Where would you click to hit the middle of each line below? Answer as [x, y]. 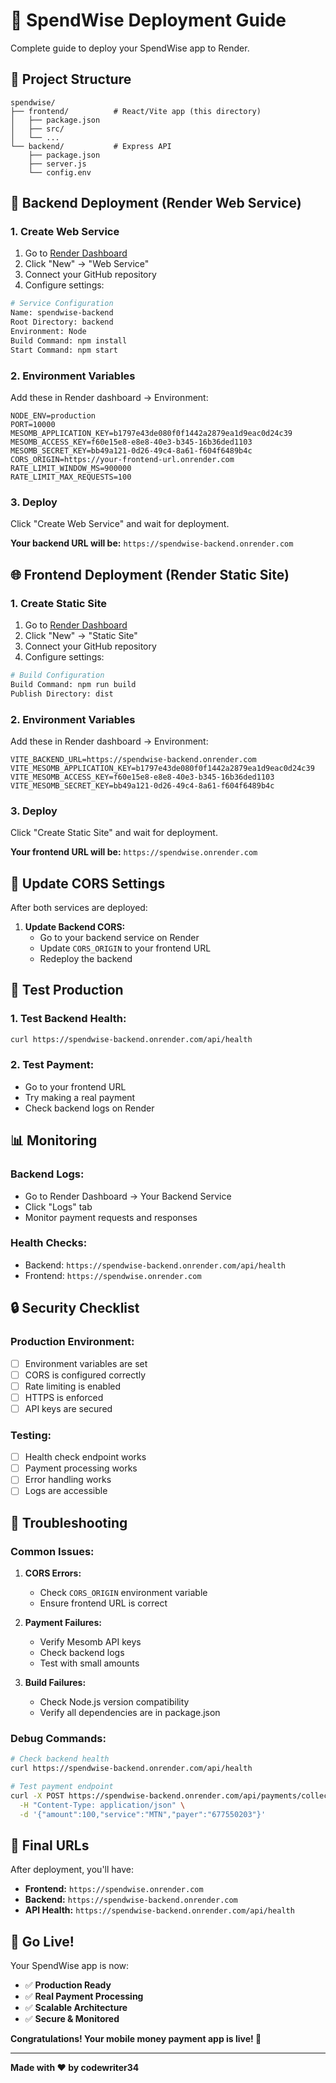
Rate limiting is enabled [73, 1386]
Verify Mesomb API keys [90, 1642]
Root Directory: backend [62, 322]
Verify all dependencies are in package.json [130, 1713]
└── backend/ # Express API [91, 146]
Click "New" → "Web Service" [87, 264]
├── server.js [57, 164]
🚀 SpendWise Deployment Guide [148, 20]
